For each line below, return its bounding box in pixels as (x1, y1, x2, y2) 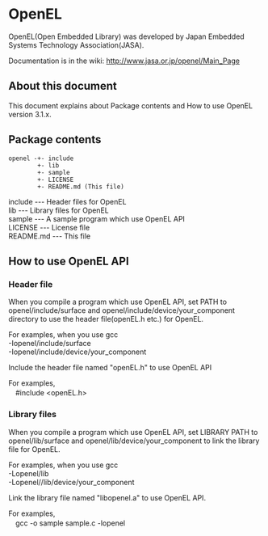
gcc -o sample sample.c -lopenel (15, 518, 126, 528)
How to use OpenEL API (8, 254, 129, 268)
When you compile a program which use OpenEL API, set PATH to (8, 297, 228, 307)
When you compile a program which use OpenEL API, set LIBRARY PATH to (8, 427, 258, 437)
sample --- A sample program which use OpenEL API (8, 213, 186, 223)
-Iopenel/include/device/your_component (8, 347, 147, 357)
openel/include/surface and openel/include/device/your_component (8, 306, 236, 315)
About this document (8, 79, 117, 93)
